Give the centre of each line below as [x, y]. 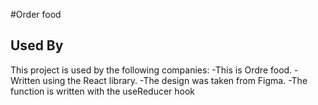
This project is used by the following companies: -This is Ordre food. [151, 70]
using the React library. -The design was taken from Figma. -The [175, 80]
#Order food [36, 14]
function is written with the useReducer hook [103, 91]
